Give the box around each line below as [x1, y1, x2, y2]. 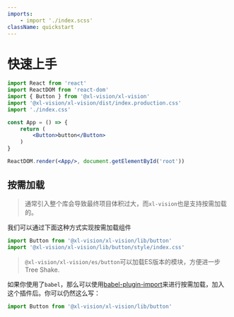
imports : [7, 10, 33, 18]
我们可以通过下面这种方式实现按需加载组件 [7, 223, 131, 232]
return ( [20, 125, 46, 133]
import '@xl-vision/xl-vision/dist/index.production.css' [7, 100, 182, 107]
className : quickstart [7, 23, 74, 30]
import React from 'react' [7, 80, 87, 87]
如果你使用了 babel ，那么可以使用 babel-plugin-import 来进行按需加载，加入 [7, 280, 225, 288]
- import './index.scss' [20, 17, 93, 24]
